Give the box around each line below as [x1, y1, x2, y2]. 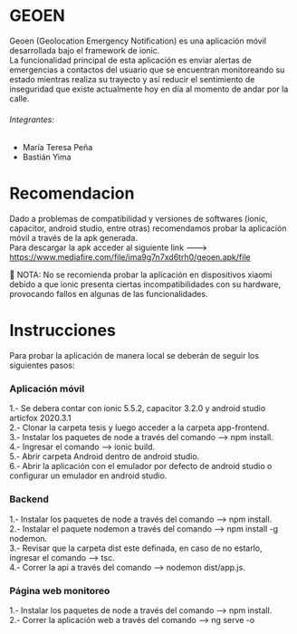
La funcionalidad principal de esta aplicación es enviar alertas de [9, 54, 252, 65]
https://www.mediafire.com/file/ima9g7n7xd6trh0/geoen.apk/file [9, 252, 251, 263]
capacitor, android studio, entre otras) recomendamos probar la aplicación [9, 223, 287, 234]
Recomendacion [9, 183, 135, 204]
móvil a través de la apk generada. [9, 233, 139, 244]
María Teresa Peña [22, 142, 93, 153]
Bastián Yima [22, 151, 72, 163]
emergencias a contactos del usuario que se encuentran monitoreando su [9, 64, 285, 75]
